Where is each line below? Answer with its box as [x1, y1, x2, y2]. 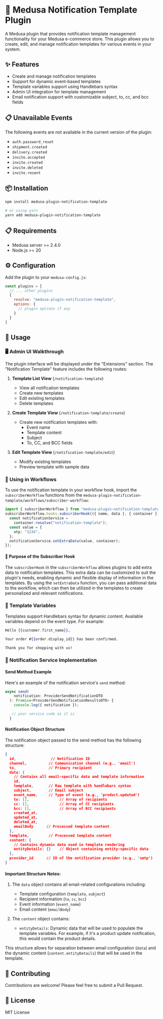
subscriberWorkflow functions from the [5, 492, 82, 498]
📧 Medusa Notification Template [5, 4, 137, 16]
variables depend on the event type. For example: [5, 618, 104, 624]
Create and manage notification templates [12, 73, 96, 79]
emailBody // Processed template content [14, 824, 110, 829]
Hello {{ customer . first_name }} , [5, 628, 70, 633]
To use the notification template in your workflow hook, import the [5, 487, 137, 493]
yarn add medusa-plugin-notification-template [5, 213, 101, 218]
